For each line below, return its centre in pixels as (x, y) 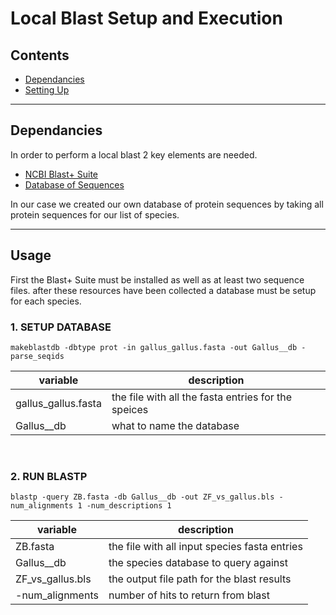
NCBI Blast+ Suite (61, 174)
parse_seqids (37, 356)
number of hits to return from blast (189, 595)
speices (130, 409)
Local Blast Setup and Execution (146, 18)
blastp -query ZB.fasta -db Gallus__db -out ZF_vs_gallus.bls (142, 497)
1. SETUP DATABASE (61, 327)
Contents (40, 55)
